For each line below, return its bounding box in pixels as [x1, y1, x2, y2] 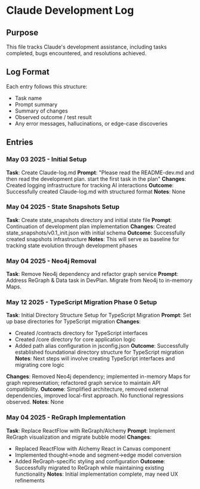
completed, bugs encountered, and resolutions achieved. [6, 50, 147, 57]
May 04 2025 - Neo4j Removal [6, 257, 97, 265]
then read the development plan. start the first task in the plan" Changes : [6, 175, 186, 183]
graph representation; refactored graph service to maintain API [6, 379, 161, 387]
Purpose [6, 28, 39, 38]
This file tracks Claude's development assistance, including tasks [6, 43, 167, 50]
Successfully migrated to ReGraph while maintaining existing [14, 464, 164, 471]
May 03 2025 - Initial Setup [6, 155, 87, 163]
